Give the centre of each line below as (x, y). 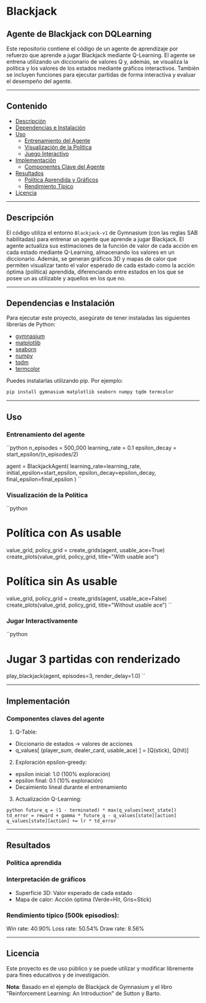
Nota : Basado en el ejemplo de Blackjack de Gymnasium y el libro (90, 986)
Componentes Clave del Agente (65, 166)
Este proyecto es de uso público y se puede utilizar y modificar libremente (100, 968)
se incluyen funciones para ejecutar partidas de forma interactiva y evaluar (101, 75)
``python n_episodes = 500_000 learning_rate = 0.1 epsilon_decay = (91, 448)
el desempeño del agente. (39, 81)
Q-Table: (26, 732)
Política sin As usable (62, 582)
